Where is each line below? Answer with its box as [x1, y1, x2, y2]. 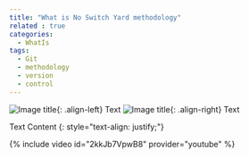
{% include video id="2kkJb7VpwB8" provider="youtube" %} [9, 138, 236, 149]
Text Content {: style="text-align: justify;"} [9, 121, 165, 132]
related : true [9, 21, 66, 30]
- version [17, 71, 54, 80]
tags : [9, 46, 29, 55]
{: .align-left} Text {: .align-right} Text [56, 104, 240, 114]
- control [17, 79, 54, 88]
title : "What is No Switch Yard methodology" [9, 12, 181, 22]
